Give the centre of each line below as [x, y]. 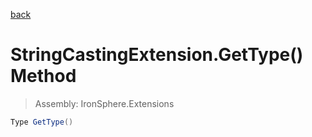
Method [43, 76]
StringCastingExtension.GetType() [157, 55]
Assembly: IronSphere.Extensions [104, 103]
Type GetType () [42, 122]
